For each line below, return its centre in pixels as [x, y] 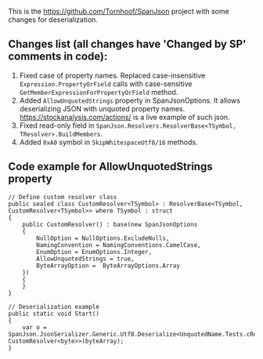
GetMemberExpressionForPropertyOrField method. [99, 92]
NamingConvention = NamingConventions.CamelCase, [119, 245]
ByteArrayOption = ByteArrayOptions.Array [108, 266]
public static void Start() [54, 314]
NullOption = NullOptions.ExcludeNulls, [103, 238]
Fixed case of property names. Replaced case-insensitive [112, 75]
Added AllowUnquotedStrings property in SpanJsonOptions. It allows [130, 100]
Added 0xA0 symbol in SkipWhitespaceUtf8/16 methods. [108, 142]
